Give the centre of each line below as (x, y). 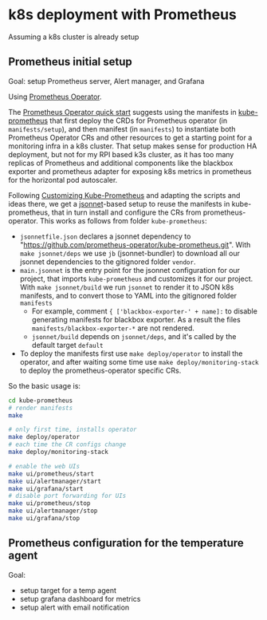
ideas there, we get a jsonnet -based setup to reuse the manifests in (119, 203)
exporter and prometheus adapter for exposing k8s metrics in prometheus (130, 171)
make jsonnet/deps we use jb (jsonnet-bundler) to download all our (130, 253)
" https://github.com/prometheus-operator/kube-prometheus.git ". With (135, 244)
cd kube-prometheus (41, 401)
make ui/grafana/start (46, 488)
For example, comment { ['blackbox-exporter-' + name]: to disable (144, 311)
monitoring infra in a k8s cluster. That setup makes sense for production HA (133, 146)
